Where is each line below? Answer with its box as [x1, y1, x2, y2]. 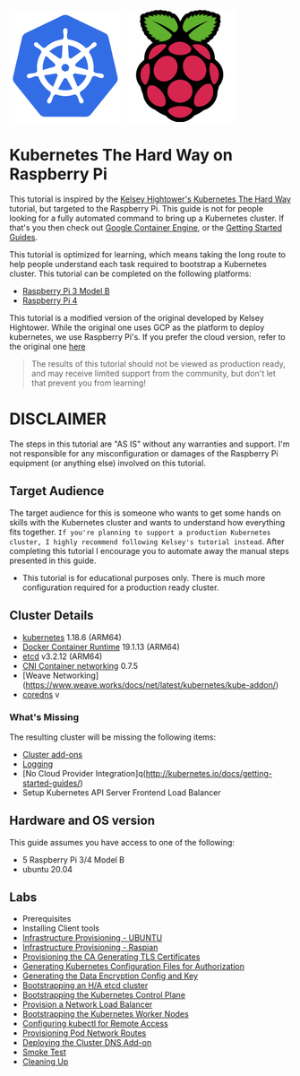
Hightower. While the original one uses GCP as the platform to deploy [9, 322, 265, 333]
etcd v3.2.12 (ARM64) [21, 651, 103, 662]
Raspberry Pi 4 [21, 295, 78, 306]
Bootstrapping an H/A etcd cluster [21, 980, 149, 991]
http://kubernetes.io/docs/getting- [145, 768, 273, 778]
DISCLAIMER [9, 409, 107, 430]
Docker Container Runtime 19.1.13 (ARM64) [21, 641, 181, 652]
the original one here [9, 341, 86, 351]
